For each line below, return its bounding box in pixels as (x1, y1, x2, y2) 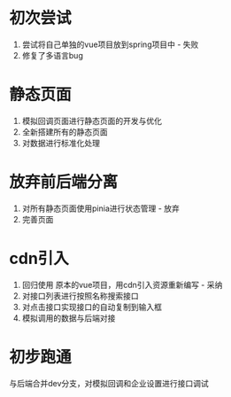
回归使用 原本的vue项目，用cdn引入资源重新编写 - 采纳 (21, 279, 223, 290)
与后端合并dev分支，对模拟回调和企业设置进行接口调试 (9, 378, 210, 388)
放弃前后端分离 (9, 172, 119, 192)
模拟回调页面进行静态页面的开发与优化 (21, 115, 162, 126)
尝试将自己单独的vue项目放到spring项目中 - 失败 (21, 39, 199, 50)
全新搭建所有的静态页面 (21, 126, 108, 137)
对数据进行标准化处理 (21, 137, 100, 148)
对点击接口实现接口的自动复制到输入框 (21, 301, 162, 312)
